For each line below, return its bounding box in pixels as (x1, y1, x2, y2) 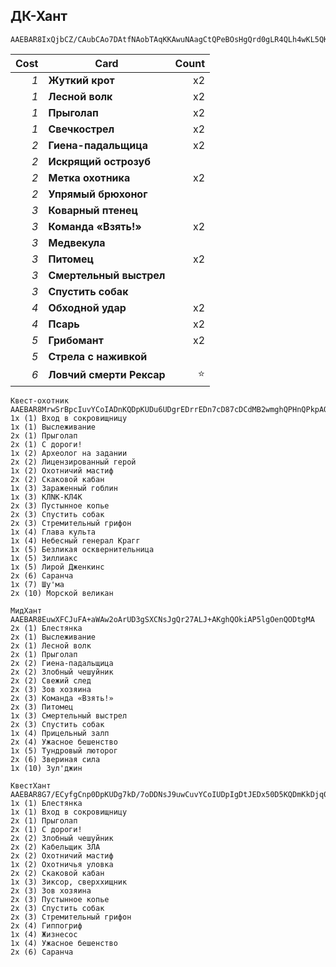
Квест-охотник (10, 395, 70, 406)
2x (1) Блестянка (10, 623, 83, 633)
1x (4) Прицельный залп (10, 728, 110, 738)
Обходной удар (48, 300, 127, 314)
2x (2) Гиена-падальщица (10, 658, 114, 668)
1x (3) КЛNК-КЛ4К (10, 492, 83, 502)
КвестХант (10, 780, 52, 791)
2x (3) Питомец (10, 702, 74, 712)
